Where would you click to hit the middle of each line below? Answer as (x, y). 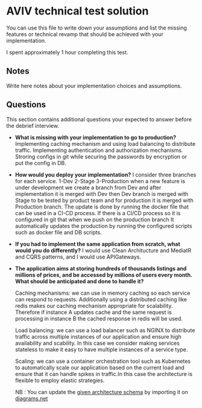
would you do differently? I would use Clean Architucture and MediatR (103, 250)
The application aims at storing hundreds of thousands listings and (101, 268)
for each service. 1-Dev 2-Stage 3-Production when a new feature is (100, 181)
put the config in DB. (40, 163)
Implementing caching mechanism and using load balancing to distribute (105, 143)
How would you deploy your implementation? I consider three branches (106, 174)
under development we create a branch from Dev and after (88, 187)
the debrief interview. (33, 125)
